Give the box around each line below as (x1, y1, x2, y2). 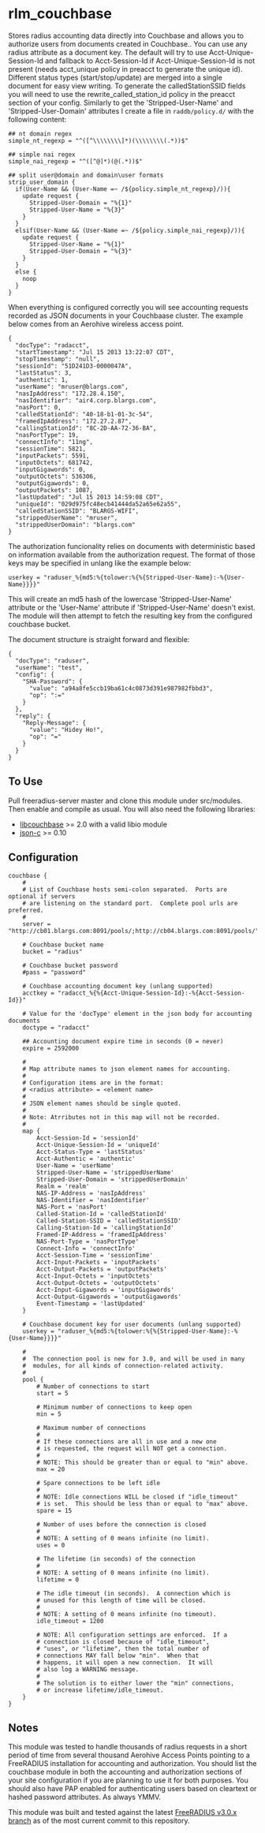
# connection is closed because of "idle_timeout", (36, 1637, 211, 1645)
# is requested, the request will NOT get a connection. (36, 1444, 227, 1452)
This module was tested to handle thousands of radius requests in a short (8, 1742, 248, 1752)
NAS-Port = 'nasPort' (36, 1203, 108, 1211)
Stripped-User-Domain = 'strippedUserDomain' (36, 1175, 189, 1183)
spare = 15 (36, 1506, 73, 1514)
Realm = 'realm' (36, 1182, 90, 1190)
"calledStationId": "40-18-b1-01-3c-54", (15, 410, 154, 418)
